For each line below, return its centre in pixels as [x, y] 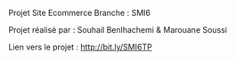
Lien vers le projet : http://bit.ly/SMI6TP [80, 47]
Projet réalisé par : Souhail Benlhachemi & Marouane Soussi [118, 30]
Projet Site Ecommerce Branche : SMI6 [79, 13]
